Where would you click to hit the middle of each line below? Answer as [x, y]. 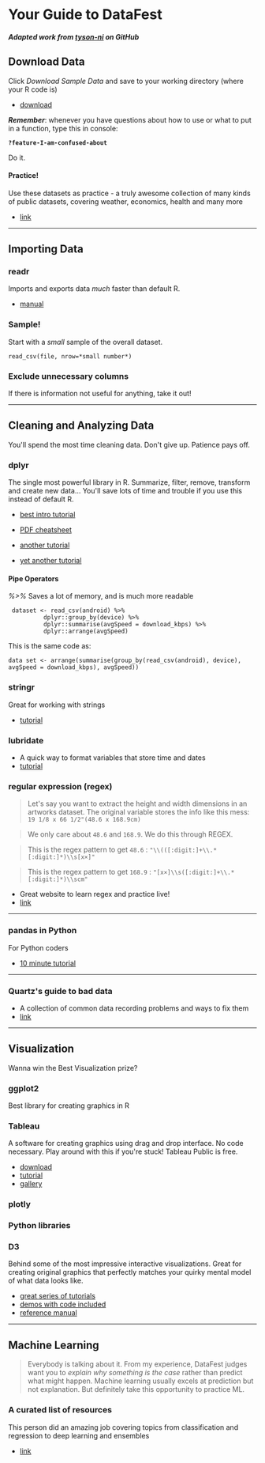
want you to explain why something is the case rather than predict [135, 1373]
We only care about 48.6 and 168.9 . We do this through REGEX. [130, 834]
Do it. [17, 157]
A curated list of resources [60, 1410]
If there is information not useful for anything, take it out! [100, 394]
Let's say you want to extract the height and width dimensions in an [137, 803]
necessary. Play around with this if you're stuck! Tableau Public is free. [123, 1151]
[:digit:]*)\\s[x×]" [61, 857]
